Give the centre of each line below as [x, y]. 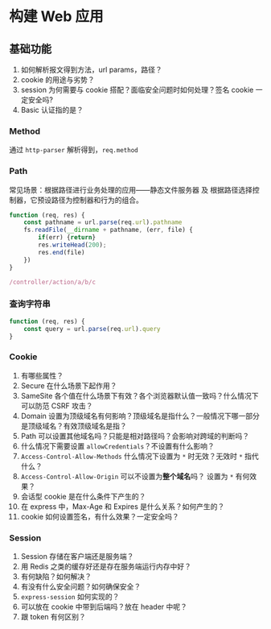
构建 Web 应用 [56, 17]
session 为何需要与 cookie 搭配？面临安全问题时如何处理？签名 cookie [137, 90]
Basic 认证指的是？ [52, 110]
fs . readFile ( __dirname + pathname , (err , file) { [109, 230]
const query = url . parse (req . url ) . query [92, 329]
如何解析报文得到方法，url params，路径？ [92, 70]
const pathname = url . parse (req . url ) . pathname [103, 222]
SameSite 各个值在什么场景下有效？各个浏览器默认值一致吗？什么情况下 [140, 395]
